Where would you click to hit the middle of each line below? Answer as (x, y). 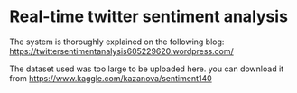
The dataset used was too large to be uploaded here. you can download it (147, 69)
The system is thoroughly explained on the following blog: (117, 42)
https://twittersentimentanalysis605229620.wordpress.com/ (122, 51)
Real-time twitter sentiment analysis (149, 17)
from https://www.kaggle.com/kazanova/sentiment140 (111, 78)
